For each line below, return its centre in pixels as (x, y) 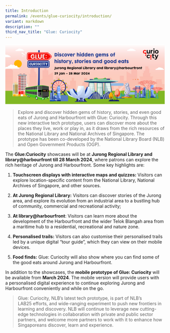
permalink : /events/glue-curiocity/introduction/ (59, 16)
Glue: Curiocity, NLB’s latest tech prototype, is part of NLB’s (80, 298)
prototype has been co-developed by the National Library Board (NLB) (91, 139)
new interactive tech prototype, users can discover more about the (87, 123)
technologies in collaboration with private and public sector (91, 314)
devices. (22, 247)
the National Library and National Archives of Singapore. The (81, 134)
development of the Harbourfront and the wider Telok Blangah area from (88, 221)
